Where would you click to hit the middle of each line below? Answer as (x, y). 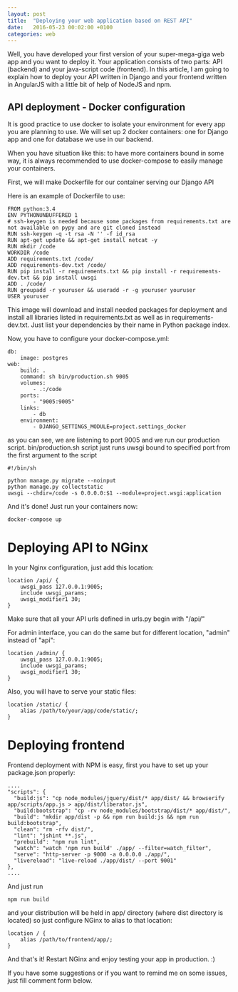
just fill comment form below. (50, 980)
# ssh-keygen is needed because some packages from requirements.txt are (119, 222)
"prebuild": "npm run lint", (57, 842)
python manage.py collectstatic (55, 487)
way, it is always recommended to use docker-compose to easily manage (115, 161)
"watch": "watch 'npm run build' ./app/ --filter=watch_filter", (113, 848)
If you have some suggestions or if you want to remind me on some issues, (118, 973)
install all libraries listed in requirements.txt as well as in (89, 318)
